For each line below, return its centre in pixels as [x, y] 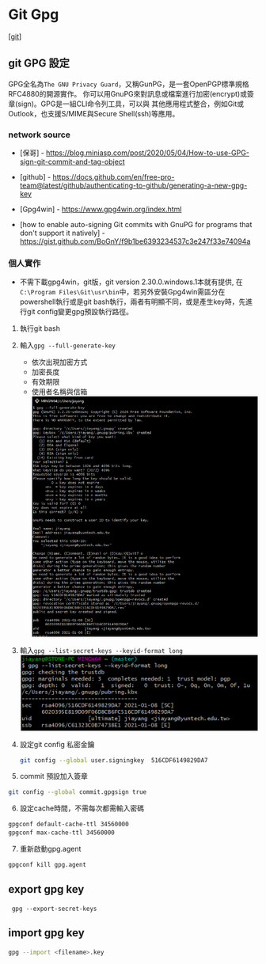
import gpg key [46, 933]
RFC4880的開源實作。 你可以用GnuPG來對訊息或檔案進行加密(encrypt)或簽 [131, 93]
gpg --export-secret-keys [54, 909]
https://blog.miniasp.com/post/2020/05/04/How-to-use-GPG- [148, 153]
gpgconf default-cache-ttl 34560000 [68, 825]
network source [40, 135]
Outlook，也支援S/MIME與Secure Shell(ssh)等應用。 [94, 113]
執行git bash [40, 328]
